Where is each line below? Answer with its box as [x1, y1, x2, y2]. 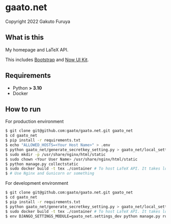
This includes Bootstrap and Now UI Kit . [5, 57, 89, 63]
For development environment [5, 180, 69, 186]
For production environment [5, 119, 64, 125]
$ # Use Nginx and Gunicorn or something [5, 171, 95, 176]
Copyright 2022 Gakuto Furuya [5, 18, 70, 24]
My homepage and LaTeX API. [5, 46, 69, 52]
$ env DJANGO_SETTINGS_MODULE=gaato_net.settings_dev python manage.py [5, 213, 160, 219]
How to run [5, 105, 41, 114]
